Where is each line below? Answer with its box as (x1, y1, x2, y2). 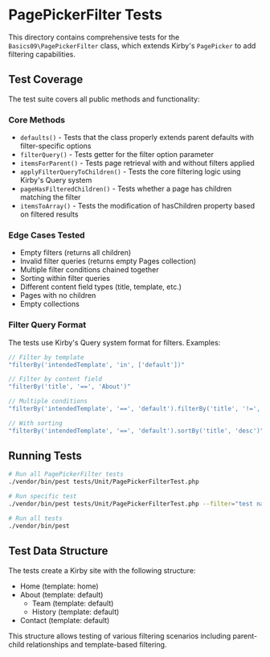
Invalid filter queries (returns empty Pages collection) (19, 256, 197, 267)
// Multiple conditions (8, 397, 88, 406)
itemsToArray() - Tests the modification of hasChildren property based (19, 201, 256, 211)
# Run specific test (8, 493, 78, 501)
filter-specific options (19, 141, 92, 151)
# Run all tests (8, 514, 63, 523)
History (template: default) (31, 606, 120, 617)
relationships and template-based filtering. (26, 639, 167, 649)
